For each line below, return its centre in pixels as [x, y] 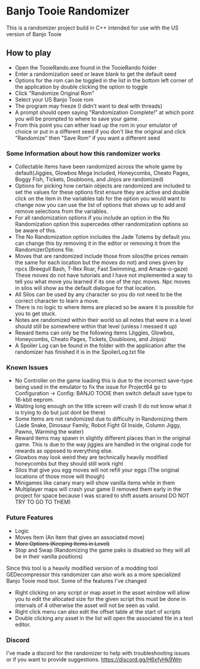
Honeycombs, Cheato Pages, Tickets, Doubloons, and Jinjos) [90, 339]
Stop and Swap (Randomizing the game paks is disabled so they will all [102, 550]
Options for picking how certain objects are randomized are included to [103, 186]
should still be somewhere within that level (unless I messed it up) [96, 327]
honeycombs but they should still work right [69, 464]
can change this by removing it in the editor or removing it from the [98, 243]
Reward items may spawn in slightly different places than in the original [102, 438]
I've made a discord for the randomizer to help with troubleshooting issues [98, 653]
